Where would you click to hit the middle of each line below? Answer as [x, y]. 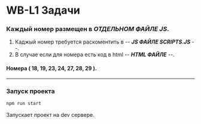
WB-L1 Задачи [43, 10]
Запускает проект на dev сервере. [50, 114]
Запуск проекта [31, 91]
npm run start [24, 103]
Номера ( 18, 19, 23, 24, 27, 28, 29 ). [51, 69]
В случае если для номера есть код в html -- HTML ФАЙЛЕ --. [95, 55]
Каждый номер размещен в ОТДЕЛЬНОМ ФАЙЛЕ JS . [88, 29]
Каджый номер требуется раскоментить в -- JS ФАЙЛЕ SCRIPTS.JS [103, 42]
